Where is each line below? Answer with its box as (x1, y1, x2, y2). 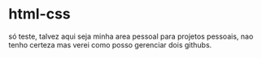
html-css (8, 5, 71, 23)
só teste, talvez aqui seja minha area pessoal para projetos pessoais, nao (8, 31, 254, 41)
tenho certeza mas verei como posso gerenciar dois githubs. (8, 39, 212, 49)
